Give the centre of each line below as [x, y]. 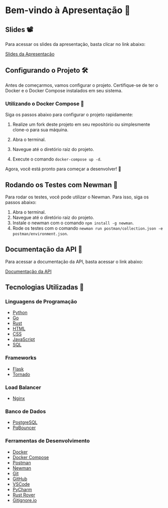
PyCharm [22, 489]
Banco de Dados [26, 411]
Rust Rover [24, 495]
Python [20, 313]
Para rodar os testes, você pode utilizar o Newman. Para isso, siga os [77, 197]
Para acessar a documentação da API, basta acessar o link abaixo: [74, 262]
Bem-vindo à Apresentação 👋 [68, 10]
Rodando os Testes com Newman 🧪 [62, 185]
